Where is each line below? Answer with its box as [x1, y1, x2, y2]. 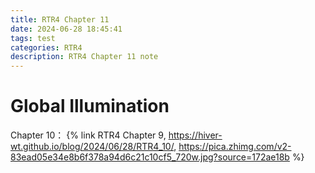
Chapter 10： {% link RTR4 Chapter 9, [10, 129, 167, 141]
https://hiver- [168, 129, 223, 141]
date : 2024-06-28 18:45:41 [10, 24, 123, 34]
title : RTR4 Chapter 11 [10, 14, 110, 25]
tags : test [10, 33, 56, 43]
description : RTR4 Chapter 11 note [10, 52, 159, 62]
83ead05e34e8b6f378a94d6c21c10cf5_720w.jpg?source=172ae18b [10, 151, 290, 163]
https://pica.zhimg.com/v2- [178, 141, 292, 153]
